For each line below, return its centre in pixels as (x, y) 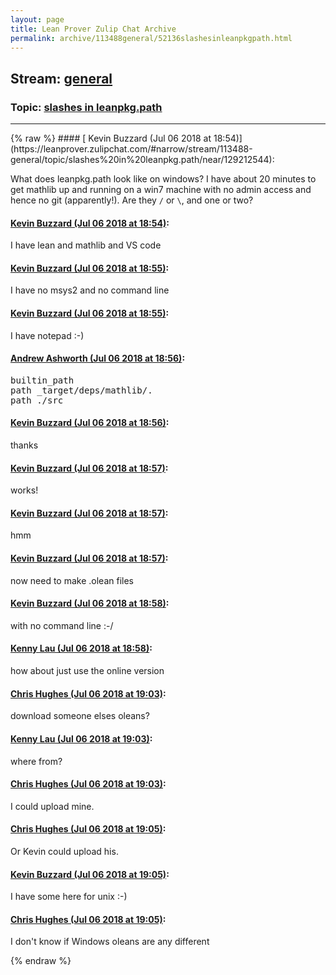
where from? (36, 761)
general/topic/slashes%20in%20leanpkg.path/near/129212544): (142, 160)
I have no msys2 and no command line (90, 290)
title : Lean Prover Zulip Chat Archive (93, 29)
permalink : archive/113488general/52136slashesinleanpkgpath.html (151, 38)
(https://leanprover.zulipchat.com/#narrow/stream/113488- (131, 149)
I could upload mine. (52, 806)
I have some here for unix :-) (69, 897)
